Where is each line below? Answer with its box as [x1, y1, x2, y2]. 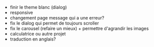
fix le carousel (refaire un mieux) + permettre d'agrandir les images [10, 25, 149, 31]
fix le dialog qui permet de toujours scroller [10, 20, 99, 26]
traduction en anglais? [10, 36, 56, 42]
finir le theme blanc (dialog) [10, 4, 67, 10]
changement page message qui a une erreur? [10, 15, 104, 20]
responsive [10, 9, 34, 15]
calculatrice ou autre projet [10, 31, 66, 36]
